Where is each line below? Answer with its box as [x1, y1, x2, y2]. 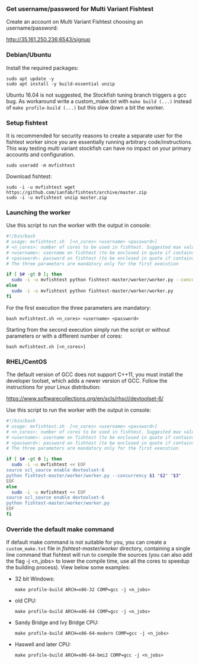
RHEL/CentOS [6, 357, 47, 365]
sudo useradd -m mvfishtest [6, 162, 76, 168]
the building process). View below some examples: [6, 564, 130, 571]
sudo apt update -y [6, 76, 54, 82]
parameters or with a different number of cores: [6, 332, 123, 339]
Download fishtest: [6, 172, 52, 179]
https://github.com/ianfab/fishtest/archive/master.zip [6, 189, 147, 195]
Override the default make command [6, 525, 114, 533]
